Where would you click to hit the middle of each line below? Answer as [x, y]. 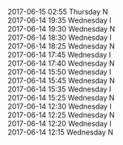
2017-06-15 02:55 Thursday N [58, 12]
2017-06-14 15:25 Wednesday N [61, 98]
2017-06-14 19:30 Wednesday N [61, 29]
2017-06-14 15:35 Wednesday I [59, 89]
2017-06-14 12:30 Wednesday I [60, 106]
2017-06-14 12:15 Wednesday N [61, 132]
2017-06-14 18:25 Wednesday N [61, 46]
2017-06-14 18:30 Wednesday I [60, 37]
